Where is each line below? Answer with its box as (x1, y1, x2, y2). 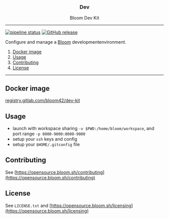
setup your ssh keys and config (12, 136, 77, 142)
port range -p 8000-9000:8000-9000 (12, 131, 86, 137)
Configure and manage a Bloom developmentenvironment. (5, 39, 127, 45)
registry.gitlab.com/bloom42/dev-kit (5, 97, 80, 103)
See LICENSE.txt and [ (5, 202, 51, 208)
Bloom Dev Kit (69, 15, 100, 21)
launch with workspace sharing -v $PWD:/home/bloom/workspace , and (12, 125, 154, 131)
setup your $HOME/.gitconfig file (12, 141, 80, 147)
